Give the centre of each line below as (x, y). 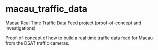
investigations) (21, 28)
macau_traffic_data (46, 9)
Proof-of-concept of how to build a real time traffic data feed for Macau (79, 38)
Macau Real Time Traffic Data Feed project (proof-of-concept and (73, 23)
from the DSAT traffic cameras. (37, 43)
